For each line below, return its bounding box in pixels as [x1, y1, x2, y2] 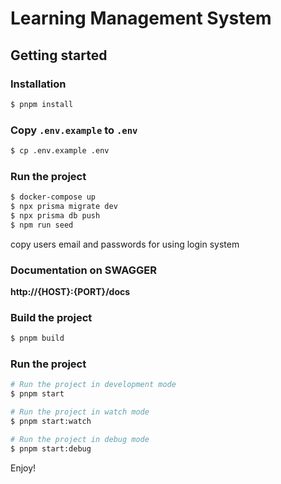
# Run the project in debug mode [10, 434, 150, 444]
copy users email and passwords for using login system [10, 238, 240, 250]
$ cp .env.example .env [10, 146, 110, 156]
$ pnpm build [10, 333, 65, 344]
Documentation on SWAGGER [10, 263, 157, 277]
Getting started [10, 47, 108, 64]
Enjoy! [10, 462, 37, 474]
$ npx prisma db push [10, 210, 101, 221]
